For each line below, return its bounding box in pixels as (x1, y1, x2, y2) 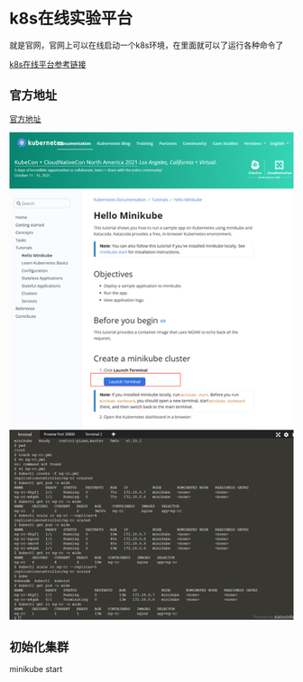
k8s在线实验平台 (9, 8, 133, 29)
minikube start (9, 664, 63, 675)
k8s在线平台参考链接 (9, 59, 87, 69)
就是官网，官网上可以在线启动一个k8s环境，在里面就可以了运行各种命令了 (9, 40, 284, 50)
